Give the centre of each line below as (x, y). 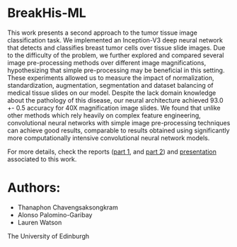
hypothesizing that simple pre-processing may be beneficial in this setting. (116, 70)
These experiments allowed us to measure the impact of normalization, (111, 77)
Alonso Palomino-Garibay (55, 214)
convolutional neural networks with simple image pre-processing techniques (119, 122)
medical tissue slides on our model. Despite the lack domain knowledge (112, 93)
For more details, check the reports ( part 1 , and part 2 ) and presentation (112, 151)
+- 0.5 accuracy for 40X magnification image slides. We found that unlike (114, 108)
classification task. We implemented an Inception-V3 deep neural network (115, 40)
